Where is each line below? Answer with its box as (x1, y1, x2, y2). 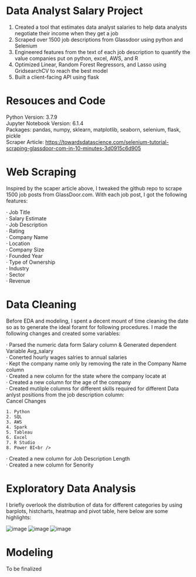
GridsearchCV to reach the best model (14, 67, 108, 74)
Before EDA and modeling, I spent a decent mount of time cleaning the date (6, 317, 189, 324)
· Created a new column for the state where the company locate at (6, 372, 167, 380)
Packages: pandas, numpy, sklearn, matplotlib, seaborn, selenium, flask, (6, 126, 181, 133)
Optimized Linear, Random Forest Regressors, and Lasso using (14, 61, 167, 68)
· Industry (6, 264, 29, 271)
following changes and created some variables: (6, 330, 121, 337)
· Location (6, 240, 31, 247)
